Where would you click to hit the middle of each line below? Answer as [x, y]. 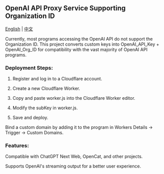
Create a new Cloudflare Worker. [46, 89]
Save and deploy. [30, 118]
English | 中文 [19, 29]
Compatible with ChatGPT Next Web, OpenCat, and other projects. [74, 156]
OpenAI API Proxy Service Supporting [65, 8]
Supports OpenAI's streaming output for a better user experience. [73, 166]
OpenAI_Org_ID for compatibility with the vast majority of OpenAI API [76, 49]
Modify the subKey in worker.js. [45, 108]
